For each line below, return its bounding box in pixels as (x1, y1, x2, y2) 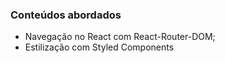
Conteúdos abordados (10, 8, 122, 22)
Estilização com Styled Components (24, 41, 175, 53)
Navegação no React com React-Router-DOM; (24, 31, 216, 43)
